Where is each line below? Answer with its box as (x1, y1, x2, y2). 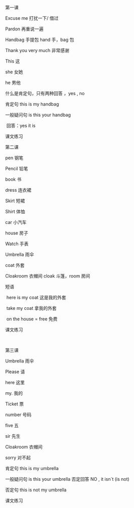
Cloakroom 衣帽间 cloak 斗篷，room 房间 (5, 273, 91, 279)
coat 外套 (5, 262, 25, 268)
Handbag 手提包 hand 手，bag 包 (5, 37, 75, 42)
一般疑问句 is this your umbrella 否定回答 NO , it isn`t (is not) (5, 476, 129, 482)
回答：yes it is (6, 123, 36, 128)
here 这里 (5, 380, 25, 385)
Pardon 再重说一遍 (5, 26, 44, 32)
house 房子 (5, 230, 29, 236)
